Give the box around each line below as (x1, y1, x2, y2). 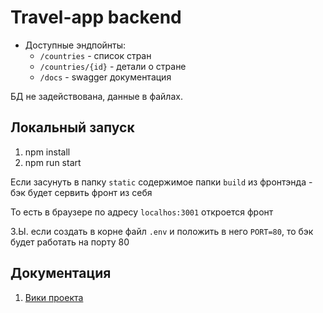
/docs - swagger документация (39, 71, 172, 83)
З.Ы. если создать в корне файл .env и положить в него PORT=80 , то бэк (10, 225, 314, 237)
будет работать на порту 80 (10, 236, 130, 248)
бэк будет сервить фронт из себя (10, 186, 153, 198)
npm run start (24, 156, 82, 168)
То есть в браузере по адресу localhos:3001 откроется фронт (10, 206, 274, 218)
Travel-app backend (10, 6, 182, 29)
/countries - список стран (39, 49, 152, 61)
